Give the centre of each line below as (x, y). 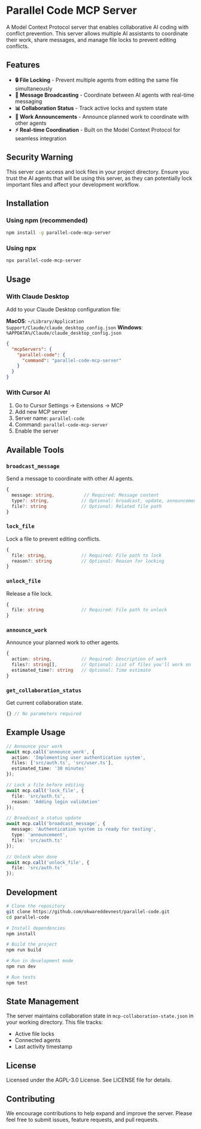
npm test (17, 983)
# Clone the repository (36, 906)
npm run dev (21, 966)
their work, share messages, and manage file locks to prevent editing (91, 40)
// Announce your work (34, 746)
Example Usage (36, 732)
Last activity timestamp (44, 1047)
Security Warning (40, 157)
